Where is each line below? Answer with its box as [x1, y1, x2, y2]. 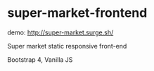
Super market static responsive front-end [7, 41, 127, 50]
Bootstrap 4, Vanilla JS [7, 55, 73, 64]
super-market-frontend [7, 5, 148, 21]
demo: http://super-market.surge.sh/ [7, 28, 114, 37]
